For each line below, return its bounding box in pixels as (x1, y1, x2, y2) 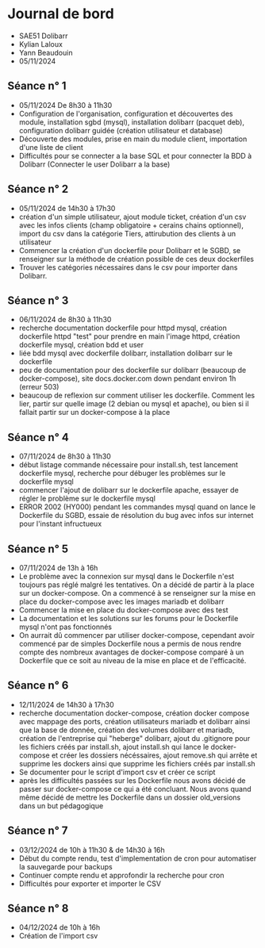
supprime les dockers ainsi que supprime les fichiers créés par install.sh (18, 758, 255, 768)
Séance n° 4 (7, 430, 69, 444)
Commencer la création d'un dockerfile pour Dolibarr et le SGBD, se (18, 245, 241, 255)
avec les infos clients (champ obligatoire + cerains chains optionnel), (18, 220, 244, 230)
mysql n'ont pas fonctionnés (18, 622, 113, 631)
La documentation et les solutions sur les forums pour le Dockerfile (18, 614, 239, 623)
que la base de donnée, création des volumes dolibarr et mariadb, (18, 725, 235, 735)
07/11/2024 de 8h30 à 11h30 (18, 451, 112, 461)
